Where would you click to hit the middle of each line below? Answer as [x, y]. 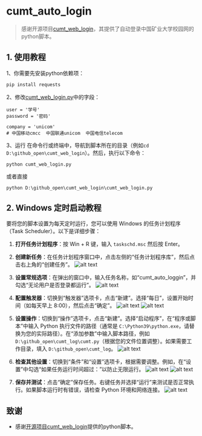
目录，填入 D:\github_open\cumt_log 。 [68, 349]
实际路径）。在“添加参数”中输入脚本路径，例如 [93, 334]
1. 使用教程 [26, 57]
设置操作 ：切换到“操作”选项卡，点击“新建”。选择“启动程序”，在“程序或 [103, 318]
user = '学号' [23, 110]
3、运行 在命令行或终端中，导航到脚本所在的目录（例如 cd [78, 145]
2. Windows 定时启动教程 [54, 208]
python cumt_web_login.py [39, 164]
